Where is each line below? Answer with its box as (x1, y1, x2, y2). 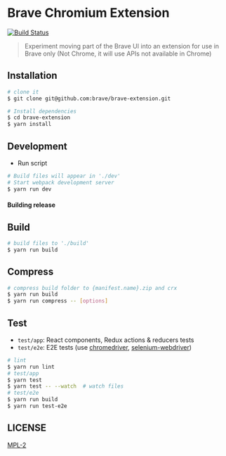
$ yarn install (7, 121, 52, 128)
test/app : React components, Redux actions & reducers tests (17, 336, 194, 344)
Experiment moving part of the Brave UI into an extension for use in (24, 42, 220, 50)
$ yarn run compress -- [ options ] (7, 298, 109, 305)
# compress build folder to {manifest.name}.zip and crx (7, 284, 178, 291)
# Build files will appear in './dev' (7, 172, 121, 179)
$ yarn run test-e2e (7, 403, 68, 410)
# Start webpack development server (7, 179, 114, 186)
